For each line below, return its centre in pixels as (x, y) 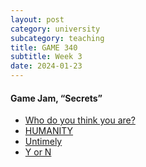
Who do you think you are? (80, 120)
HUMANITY (49, 131)
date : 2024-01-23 (46, 66)
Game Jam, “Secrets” (56, 98)
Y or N (38, 152)
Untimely (43, 142)
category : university (55, 29)
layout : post (37, 19)
